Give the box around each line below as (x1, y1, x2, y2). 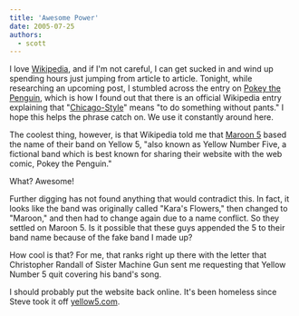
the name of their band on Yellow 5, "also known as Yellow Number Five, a (9, 139, 287, 150)
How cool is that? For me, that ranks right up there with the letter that (9, 250, 267, 261)
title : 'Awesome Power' (9, 13, 100, 23)
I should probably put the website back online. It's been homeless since (9, 287, 277, 298)
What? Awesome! (9, 176, 74, 187)
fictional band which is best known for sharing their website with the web (9, 149, 283, 160)
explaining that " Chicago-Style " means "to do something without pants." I (9, 102, 284, 114)
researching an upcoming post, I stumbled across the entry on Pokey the (9, 83, 282, 94)
